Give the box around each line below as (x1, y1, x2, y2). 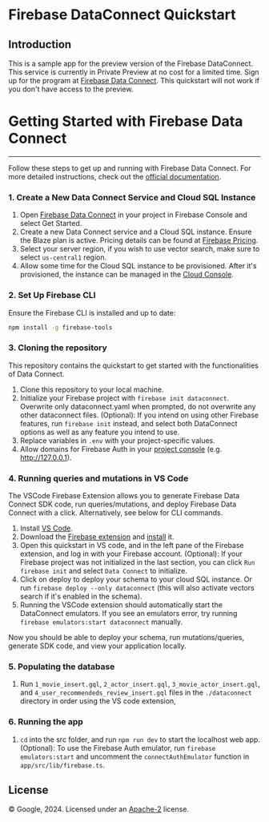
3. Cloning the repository (8, 342, 108, 353)
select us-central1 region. (19, 252, 106, 262)
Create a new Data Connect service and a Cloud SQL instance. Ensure (19, 227, 252, 237)
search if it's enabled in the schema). (19, 591, 143, 601)
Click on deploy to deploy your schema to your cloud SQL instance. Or (19, 574, 252, 584)
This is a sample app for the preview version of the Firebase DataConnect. (8, 58, 254, 68)
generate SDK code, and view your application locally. (8, 641, 187, 651)
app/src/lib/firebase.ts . (19, 760, 106, 770)
